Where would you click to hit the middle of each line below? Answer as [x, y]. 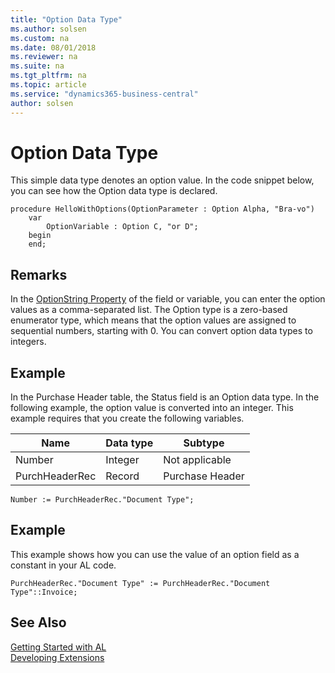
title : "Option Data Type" [66, 19]
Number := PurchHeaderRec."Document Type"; [102, 500]
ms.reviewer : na [44, 57]
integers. [28, 342]
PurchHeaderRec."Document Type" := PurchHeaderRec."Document [140, 583]
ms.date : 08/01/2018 [53, 47]
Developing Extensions [57, 657]
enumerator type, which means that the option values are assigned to [153, 320]
